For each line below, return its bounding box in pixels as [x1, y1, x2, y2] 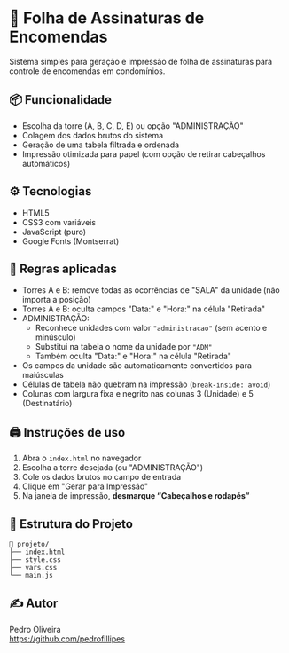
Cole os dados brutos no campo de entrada [21, 472, 182, 483]
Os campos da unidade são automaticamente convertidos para [21, 360, 253, 371]
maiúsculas [21, 370, 64, 381]
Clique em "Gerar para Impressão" [21, 481, 149, 492]
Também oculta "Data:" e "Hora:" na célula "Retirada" [35, 350, 232, 362]
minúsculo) [35, 332, 77, 342]
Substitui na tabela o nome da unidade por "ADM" [35, 342, 213, 352]
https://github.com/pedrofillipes [9, 633, 126, 644]
